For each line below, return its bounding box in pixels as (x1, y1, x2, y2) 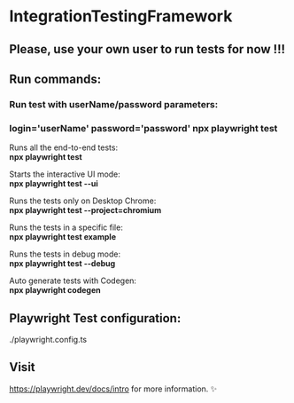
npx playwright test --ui (9, 178, 99, 189)
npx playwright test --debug (9, 258, 116, 269)
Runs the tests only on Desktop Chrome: (9, 195, 157, 206)
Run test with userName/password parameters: (9, 98, 219, 110)
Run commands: (9, 71, 102, 86)
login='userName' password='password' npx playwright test (9, 122, 278, 134)
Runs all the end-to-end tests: (9, 142, 118, 153)
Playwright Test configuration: (9, 311, 182, 326)
